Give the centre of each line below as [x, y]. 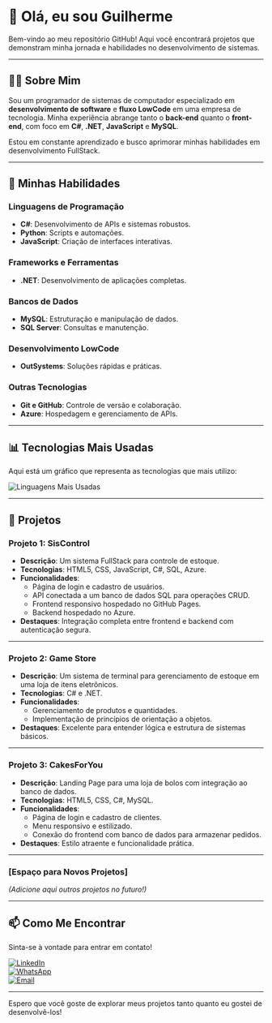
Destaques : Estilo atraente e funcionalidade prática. [107, 843]
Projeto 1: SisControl [49, 543]
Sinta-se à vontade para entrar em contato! [80, 947]
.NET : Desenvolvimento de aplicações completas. [103, 280]
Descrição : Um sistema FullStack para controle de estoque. [120, 561]
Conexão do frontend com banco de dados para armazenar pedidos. [147, 834]
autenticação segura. [55, 630]
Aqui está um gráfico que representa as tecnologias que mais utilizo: [123, 471]
